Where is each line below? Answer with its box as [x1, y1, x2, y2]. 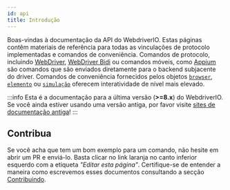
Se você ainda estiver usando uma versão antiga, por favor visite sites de [7, 100, 215, 108]
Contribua [7, 127, 52, 139]
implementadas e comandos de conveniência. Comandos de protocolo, [7, 50, 211, 59]
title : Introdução [7, 17, 60, 23]
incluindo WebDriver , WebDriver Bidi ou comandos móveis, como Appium [7, 57, 216, 66]
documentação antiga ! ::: [7, 108, 78, 116]
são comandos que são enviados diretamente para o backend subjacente [7, 65, 216, 73]
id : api [7, 10, 30, 17]
